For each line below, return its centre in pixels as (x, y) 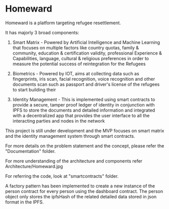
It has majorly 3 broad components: (42, 32)
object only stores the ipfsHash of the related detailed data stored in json (81, 196)
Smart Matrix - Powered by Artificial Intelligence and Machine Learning (86, 42)
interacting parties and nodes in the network (59, 121)
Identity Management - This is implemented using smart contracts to (84, 99)
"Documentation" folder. (31, 151)
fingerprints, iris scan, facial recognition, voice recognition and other (84, 79)
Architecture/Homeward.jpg (34, 166)
